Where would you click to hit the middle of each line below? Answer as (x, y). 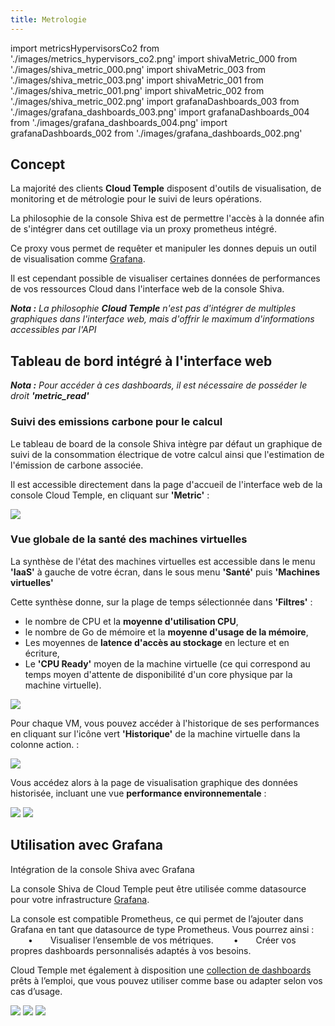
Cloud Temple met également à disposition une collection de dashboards (161, 970)
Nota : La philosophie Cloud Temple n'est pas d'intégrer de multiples (153, 308)
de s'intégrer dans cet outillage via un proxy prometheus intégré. (144, 229)
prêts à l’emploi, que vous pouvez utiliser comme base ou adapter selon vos (166, 980)
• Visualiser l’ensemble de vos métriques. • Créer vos (162, 940)
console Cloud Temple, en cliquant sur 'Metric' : (110, 495)
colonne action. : (45, 744)
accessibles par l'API (53, 330)
